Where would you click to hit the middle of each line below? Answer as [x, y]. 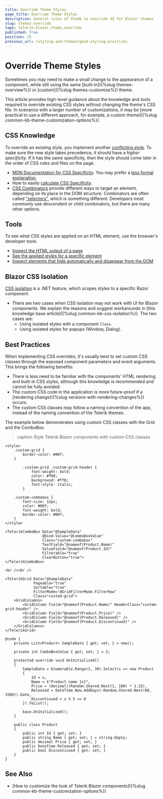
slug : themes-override [28, 23]
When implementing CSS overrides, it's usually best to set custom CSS [76, 356]
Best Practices [28, 344]
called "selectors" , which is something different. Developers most [78, 199]
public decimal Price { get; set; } [60, 742]
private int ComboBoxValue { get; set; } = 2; [62, 652]
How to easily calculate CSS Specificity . [52, 183]
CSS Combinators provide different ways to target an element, [75, 188]
